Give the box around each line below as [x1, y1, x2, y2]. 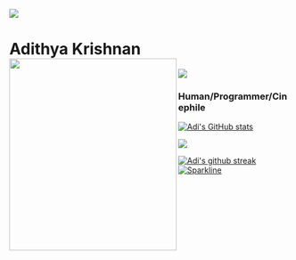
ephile [177, 101, 206, 113]
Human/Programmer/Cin [177, 90, 288, 102]
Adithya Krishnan [9, 39, 141, 60]
